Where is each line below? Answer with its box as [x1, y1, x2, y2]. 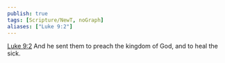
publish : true [7, 10, 49, 17]
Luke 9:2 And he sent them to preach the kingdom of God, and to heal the [7, 42, 219, 51]
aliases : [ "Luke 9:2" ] [7, 23, 73, 30]
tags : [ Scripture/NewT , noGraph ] [7, 17, 104, 24]
